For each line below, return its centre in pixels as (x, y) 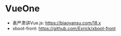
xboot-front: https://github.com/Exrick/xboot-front (64, 28)
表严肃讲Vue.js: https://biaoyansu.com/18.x (57, 23)
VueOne (22, 9)
